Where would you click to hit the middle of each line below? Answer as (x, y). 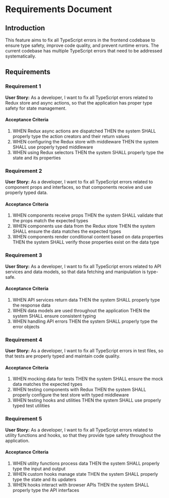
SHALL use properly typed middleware (53, 147)
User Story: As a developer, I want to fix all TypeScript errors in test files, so (84, 351)
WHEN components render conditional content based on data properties (88, 237)
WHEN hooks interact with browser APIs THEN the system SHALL (81, 485)
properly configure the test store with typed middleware (71, 395)
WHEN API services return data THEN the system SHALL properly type (86, 300)
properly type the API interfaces (46, 490)
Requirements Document (59, 9)
